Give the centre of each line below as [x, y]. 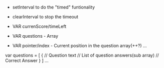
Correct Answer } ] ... [27, 61]
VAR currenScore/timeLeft [39, 26]
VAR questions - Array [35, 36]
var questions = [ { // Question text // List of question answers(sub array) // [82, 55]
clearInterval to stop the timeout [45, 17]
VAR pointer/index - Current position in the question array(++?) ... [80, 46]
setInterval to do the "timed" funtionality [54, 7]
